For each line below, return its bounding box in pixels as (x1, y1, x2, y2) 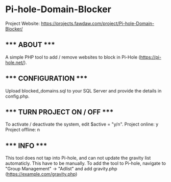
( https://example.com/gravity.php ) (5, 171, 78, 177)
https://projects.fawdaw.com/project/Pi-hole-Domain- (40, 20, 155, 26)
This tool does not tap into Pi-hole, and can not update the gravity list (5, 155, 151, 161)
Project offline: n (5, 127, 40, 133)
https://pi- (140, 54, 162, 60)
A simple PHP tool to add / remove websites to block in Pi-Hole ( (5, 54, 140, 60)
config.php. (5, 93, 30, 99)
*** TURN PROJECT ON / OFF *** (5, 108, 114, 116)
